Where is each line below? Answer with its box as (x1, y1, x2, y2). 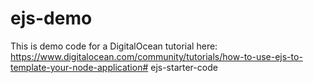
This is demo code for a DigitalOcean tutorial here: (10, 40, 218, 52)
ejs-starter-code (150, 61, 218, 73)
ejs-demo (10, 7, 93, 30)
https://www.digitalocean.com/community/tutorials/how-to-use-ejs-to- (10, 50, 303, 62)
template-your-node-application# (10, 61, 149, 73)
